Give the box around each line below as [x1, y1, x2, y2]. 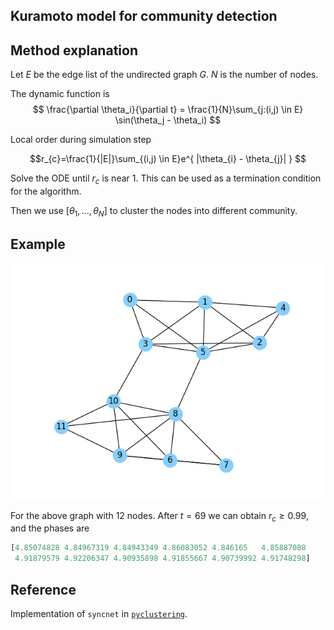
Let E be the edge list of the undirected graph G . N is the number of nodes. [10, 69, 319, 81]
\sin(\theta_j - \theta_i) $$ [114, 114, 222, 126]
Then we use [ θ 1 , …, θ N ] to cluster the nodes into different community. [10, 205, 298, 219]
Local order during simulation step [10, 134, 152, 146]
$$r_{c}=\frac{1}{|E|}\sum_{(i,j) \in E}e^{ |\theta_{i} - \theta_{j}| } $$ [29, 153, 307, 165]
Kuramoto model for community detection [10, 8, 278, 25]
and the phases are [10, 522, 90, 534]
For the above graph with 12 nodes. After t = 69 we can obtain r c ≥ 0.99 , [10, 509, 309, 524]
